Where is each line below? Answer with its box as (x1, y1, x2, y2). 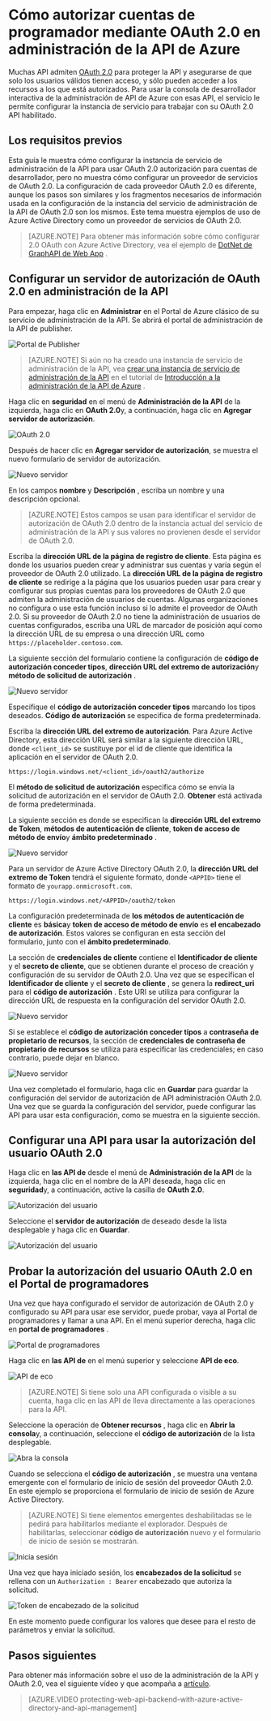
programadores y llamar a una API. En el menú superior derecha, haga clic (8, 1316, 256, 1326)
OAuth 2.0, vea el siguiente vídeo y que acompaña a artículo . (8, 1679, 212, 1689)
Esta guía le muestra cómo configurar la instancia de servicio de (8, 155, 222, 165)
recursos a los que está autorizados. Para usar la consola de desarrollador (8, 84, 256, 94)
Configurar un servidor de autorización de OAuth (8, 272, 260, 286)
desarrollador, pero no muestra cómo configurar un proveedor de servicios (8, 172, 259, 182)
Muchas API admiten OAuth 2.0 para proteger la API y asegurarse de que (8, 67, 252, 76)
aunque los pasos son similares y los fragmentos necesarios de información (8, 189, 262, 200)
